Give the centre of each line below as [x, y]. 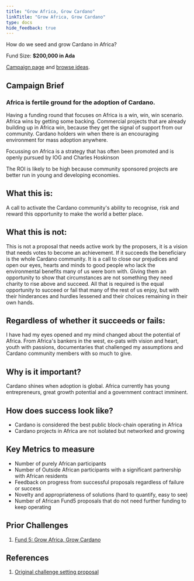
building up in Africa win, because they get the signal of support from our [94, 127]
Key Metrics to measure [51, 450]
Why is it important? [44, 372]
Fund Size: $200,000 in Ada [41, 56]
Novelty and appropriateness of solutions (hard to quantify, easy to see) [101, 494]
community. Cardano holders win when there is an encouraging [82, 134]
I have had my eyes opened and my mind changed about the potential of [93, 335]
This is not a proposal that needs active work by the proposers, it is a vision [97, 246]
